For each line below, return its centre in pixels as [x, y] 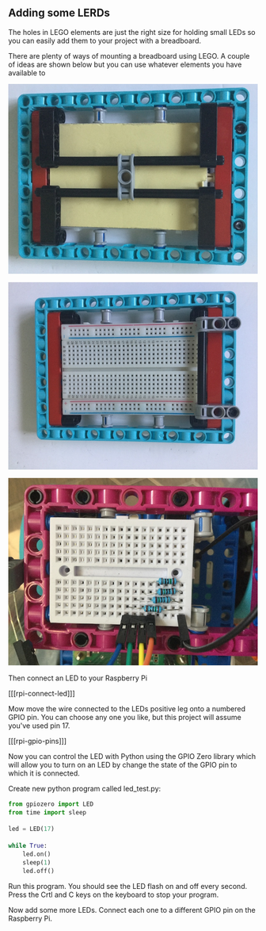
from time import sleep [47, 812]
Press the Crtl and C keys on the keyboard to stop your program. [114, 895]
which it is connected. [44, 773]
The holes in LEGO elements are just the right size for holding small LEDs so [132, 32]
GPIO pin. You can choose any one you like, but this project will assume [125, 717]
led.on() [37, 854]
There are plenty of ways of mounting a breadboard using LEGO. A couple [129, 56]
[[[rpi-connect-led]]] [42, 693]
